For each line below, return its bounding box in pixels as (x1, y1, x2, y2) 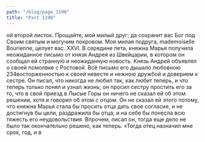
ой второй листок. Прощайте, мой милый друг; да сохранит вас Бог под (6, 31, 195, 38)
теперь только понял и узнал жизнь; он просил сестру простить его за (6, 83, 192, 90)
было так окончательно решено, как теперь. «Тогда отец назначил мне (6, 122, 193, 129)
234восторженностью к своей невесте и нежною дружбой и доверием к (6, 70, 198, 77)
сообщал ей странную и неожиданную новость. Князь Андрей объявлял (6, 57, 197, 65)
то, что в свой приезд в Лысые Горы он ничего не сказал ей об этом (6, 90, 186, 97)
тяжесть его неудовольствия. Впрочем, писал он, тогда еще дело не (6, 115, 187, 122)
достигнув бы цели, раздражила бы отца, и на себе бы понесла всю (6, 109, 185, 116)
